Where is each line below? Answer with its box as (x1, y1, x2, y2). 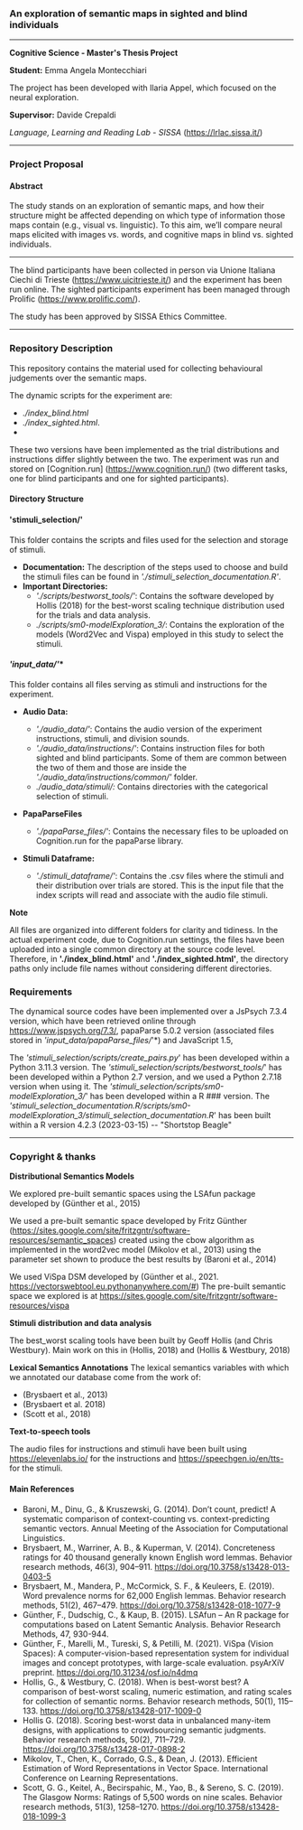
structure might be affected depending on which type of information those (9, 210, 286, 221)
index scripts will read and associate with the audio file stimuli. (35, 889, 269, 901)
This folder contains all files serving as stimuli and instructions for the (9, 678, 268, 689)
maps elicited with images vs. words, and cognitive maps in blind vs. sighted (9, 229, 294, 240)
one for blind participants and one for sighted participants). (9, 472, 230, 483)
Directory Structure (9, 493, 84, 504)
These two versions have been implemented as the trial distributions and (9, 443, 280, 454)
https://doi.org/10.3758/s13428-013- (154, 1561, 290, 1572)
